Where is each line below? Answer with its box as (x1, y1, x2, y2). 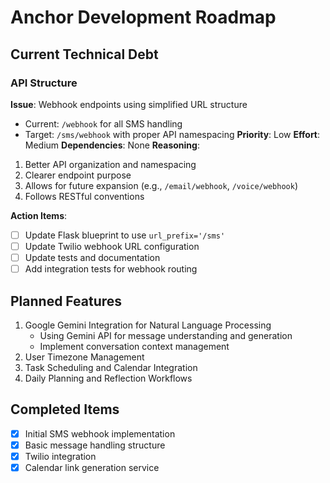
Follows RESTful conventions (24, 190, 145, 202)
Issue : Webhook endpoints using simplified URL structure (10, 98, 248, 110)
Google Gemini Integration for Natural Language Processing (24, 319, 272, 331)
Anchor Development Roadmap (10, 6, 277, 29)
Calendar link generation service (24, 461, 160, 473)
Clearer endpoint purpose (24, 169, 132, 181)
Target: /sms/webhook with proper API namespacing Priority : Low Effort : (24, 128, 321, 140)
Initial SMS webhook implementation (24, 427, 176, 440)
